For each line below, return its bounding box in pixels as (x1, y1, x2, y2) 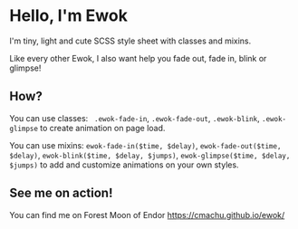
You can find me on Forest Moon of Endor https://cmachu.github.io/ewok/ (9, 209, 285, 220)
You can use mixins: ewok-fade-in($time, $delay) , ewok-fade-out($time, (9, 139, 282, 150)
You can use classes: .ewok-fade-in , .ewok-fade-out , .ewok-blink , (9, 112, 260, 123)
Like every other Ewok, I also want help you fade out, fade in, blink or (9, 52, 267, 63)
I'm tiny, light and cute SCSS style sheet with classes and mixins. (9, 35, 252, 46)
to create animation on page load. (40, 122, 166, 133)
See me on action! (9, 186, 113, 201)
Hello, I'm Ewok (9, 5, 129, 26)
